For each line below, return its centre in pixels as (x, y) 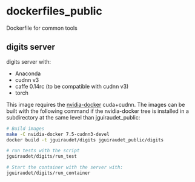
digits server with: (29, 61)
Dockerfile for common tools (42, 28)
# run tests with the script (43, 151)
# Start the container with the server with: (64, 167)
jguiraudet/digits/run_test (42, 157)
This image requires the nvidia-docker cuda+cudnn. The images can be (96, 104)
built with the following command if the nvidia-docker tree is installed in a (98, 111)
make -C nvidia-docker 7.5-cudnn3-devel (58, 134)
